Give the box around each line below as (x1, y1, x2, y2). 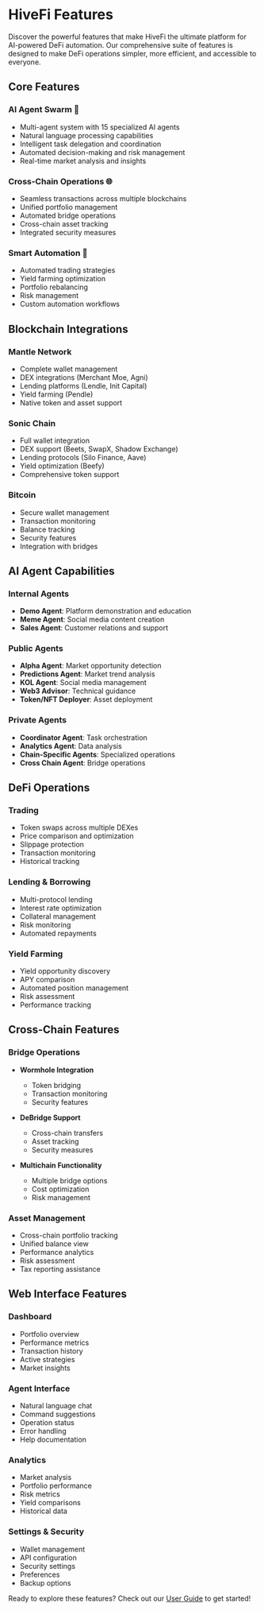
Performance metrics (19, 1338, 90, 1347)
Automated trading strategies (19, 265, 116, 275)
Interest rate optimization (19, 903, 102, 912)
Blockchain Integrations (8, 322, 128, 335)
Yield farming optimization (19, 274, 105, 284)
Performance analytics (19, 1248, 94, 1257)
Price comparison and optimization (19, 831, 135, 841)
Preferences (19, 1570, 60, 1579)
